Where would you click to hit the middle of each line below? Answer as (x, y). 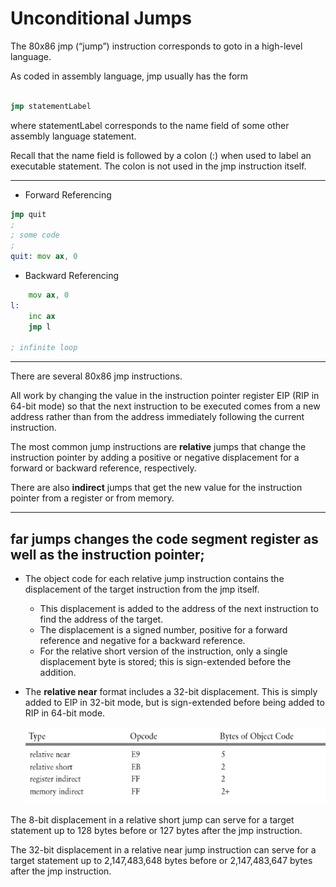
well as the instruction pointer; (107, 554)
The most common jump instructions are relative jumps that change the (158, 447)
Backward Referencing (71, 276)
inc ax (42, 316)
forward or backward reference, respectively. (103, 468)
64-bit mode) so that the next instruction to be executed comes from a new (165, 406)
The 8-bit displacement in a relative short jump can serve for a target (152, 819)
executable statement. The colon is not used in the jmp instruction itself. (158, 166)
